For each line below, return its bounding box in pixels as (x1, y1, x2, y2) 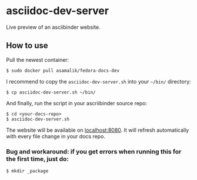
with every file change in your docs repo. (6, 132, 106, 139)
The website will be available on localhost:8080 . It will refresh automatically (6, 126, 189, 134)
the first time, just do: (6, 155, 69, 163)
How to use (6, 41, 48, 51)
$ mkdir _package (6, 168, 49, 174)
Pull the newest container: (6, 56, 69, 63)
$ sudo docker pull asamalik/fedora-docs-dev (6, 68, 119, 74)
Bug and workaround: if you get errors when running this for (6, 147, 182, 155)
